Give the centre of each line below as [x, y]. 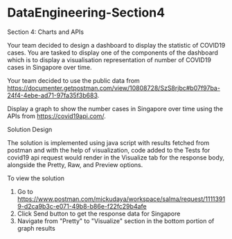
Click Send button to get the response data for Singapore [99, 213]
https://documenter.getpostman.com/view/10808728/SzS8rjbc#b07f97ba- [114, 88]
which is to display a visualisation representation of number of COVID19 [109, 59]
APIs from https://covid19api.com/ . [56, 116]
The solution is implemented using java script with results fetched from [108, 142]
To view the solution [36, 178]
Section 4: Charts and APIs [46, 32]
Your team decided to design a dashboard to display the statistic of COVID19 [116, 45]
